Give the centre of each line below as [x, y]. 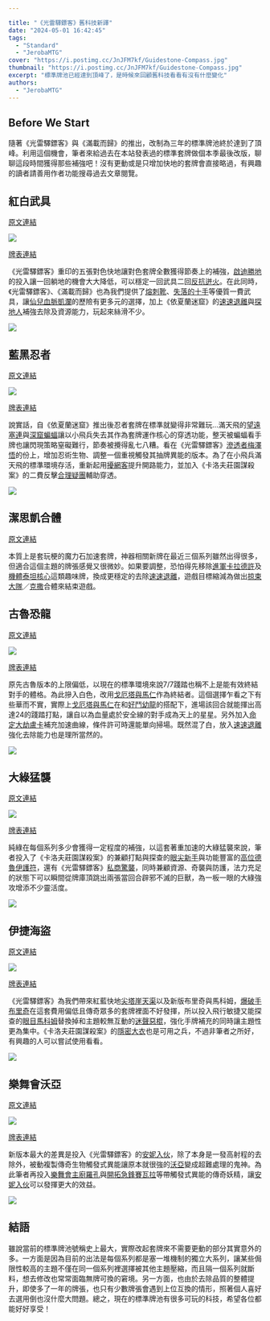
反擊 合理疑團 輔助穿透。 [82, 475]
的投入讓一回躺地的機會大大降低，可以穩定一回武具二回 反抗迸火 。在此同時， [135, 282]
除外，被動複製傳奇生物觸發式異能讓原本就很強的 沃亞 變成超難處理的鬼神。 [131, 1164]
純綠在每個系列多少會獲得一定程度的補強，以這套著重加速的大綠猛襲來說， [131, 848]
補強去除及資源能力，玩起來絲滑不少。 [86, 312]
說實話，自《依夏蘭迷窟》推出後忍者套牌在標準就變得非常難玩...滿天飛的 [128, 424]
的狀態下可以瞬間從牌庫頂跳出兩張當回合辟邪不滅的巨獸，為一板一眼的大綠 [131, 877]
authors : [23, 83]
